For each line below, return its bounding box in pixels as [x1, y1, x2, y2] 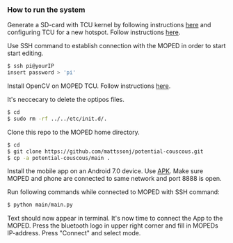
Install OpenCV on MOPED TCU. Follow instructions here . [7, 82, 171, 90]
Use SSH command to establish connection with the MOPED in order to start [7, 42, 226, 50]
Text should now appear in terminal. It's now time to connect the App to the [7, 214, 223, 223]
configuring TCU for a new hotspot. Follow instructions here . [7, 28, 181, 36]
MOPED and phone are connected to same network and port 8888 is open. [7, 175, 222, 183]
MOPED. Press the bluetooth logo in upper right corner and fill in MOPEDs [7, 221, 218, 230]
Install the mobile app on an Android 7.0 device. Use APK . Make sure [7, 167, 204, 175]
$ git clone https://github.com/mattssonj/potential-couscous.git [7, 148, 204, 155]
